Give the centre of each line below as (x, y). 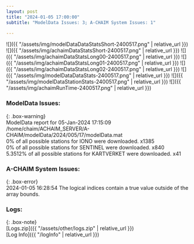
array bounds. (23, 194)
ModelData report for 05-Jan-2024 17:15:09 (59, 122)
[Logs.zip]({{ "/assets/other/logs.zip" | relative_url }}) (70, 228)
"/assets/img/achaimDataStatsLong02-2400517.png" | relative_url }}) (97, 69)
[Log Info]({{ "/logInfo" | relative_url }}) (53, 235)
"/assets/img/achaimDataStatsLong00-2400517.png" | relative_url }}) (97, 57)
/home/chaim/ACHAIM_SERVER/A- (48, 128)
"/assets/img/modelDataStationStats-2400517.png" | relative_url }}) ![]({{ (93, 82)
